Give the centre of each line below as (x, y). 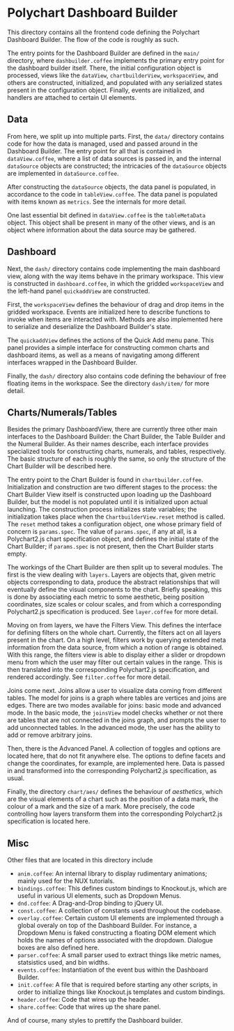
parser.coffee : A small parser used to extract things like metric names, (119, 955)
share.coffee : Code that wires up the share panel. (89, 1007)
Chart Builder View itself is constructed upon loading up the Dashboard (109, 495)
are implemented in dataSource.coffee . (63, 173)
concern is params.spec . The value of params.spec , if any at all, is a (102, 532)
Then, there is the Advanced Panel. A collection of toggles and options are (114, 749)
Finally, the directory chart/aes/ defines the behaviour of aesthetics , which (115, 792)
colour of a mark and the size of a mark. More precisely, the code (101, 807)
